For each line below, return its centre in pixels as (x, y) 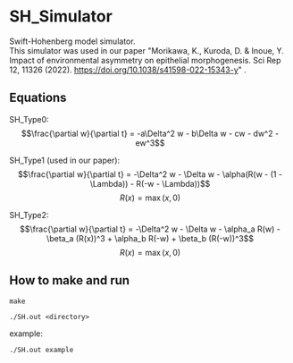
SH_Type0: (29, 119)
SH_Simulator (61, 17)
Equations (38, 98)
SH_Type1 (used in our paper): (65, 160)
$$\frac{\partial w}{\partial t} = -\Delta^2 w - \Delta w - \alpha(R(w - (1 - (150, 174)
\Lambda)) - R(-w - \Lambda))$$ (150, 183)
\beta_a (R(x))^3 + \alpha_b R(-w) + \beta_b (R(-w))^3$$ (150, 238)
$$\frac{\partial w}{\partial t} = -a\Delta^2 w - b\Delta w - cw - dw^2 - (150, 133)
